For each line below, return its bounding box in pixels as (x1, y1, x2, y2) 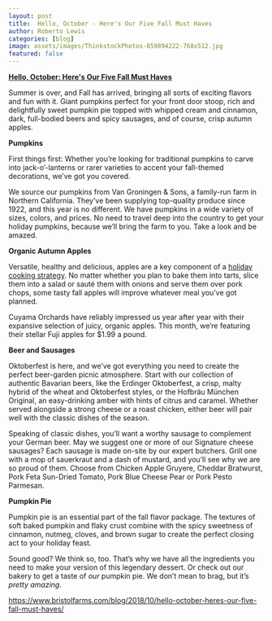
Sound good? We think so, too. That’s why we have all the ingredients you (8, 554, 256, 563)
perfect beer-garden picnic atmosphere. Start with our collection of (8, 370, 234, 379)
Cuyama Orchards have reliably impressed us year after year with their (8, 313, 245, 321)
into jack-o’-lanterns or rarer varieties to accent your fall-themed (8, 163, 225, 172)
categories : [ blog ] (8, 34, 75, 43)
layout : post (8, 11, 53, 20)
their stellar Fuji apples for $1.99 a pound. (8, 330, 148, 339)
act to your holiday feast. (8, 538, 92, 548)
